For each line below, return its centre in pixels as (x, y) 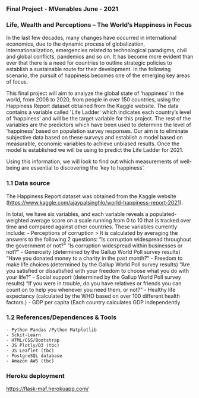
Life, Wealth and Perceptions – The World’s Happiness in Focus (99, 24)
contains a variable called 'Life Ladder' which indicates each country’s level (99, 112)
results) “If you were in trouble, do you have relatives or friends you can (94, 283)
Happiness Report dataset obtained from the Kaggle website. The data (93, 106)
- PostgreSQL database (34, 356)
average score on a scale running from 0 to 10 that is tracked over (111, 220)
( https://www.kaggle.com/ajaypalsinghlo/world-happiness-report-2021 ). (94, 202)
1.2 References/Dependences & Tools (61, 317)
